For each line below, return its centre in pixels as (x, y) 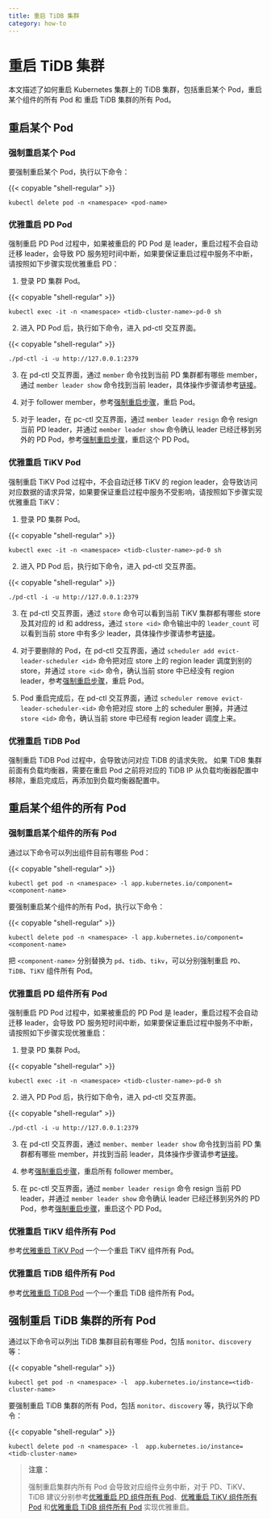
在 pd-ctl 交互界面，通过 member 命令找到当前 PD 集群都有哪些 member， (141, 375)
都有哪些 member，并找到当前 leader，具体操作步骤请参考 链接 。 (135, 1154)
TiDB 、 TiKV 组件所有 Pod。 (52, 970)
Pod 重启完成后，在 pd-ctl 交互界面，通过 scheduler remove (119, 698)
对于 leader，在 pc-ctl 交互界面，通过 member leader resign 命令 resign (139, 419)
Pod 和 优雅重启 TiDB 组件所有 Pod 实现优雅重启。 (110, 1507)
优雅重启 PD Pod (40, 225)
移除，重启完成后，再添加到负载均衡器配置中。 (86, 781)
